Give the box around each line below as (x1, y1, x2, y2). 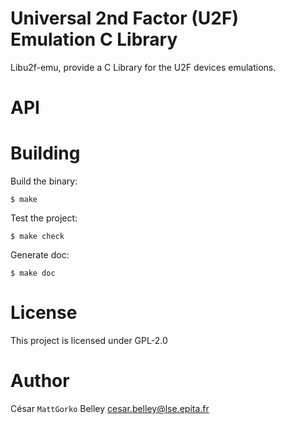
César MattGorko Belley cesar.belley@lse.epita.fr (10, 402, 210, 414)
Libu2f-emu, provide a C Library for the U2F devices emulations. (10, 61, 277, 73)
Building (10, 142, 81, 165)
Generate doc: (10, 249, 70, 261)
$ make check (10, 232, 65, 242)
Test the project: (10, 212, 78, 224)
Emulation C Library (10, 28, 178, 51)
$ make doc (10, 268, 56, 279)
